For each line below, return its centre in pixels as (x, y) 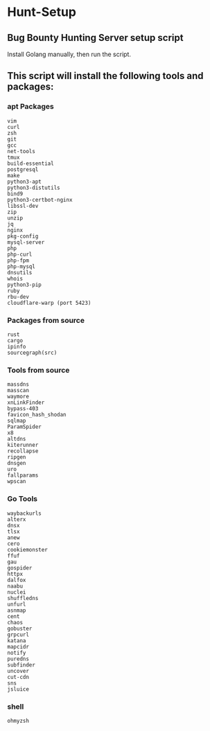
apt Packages (30, 107)
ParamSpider (24, 427)
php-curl (20, 254)
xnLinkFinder (26, 403)
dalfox (17, 580)
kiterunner (23, 445)
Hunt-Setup (42, 12)
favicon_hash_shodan (37, 415)
